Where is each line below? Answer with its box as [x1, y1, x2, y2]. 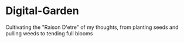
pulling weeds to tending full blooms [5, 29, 93, 37]
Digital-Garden [5, 4, 80, 18]
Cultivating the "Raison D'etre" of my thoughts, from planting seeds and [5, 24, 179, 31]
